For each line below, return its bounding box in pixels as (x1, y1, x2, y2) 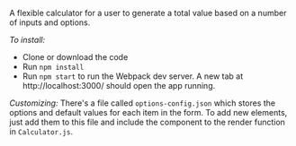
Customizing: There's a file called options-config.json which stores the (9, 98, 276, 108)
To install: (9, 35, 46, 45)
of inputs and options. (9, 17, 91, 28)
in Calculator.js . (9, 126, 74, 137)
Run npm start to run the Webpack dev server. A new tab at (22, 71, 244, 82)
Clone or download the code (22, 52, 129, 62)
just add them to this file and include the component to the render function (9, 116, 286, 127)
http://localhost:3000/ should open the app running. (22, 81, 216, 90)
